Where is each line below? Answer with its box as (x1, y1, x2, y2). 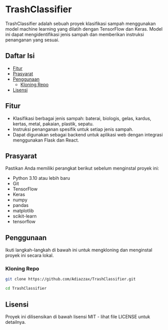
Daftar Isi (5, 52, 35, 60)
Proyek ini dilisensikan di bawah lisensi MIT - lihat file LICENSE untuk (5, 314, 151, 320)
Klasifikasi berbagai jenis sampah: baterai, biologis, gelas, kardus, (12, 115, 152, 121)
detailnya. (5, 319, 26, 325)
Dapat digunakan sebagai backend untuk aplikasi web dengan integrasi (12, 131, 163, 137)
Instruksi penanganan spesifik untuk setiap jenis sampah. (12, 126, 134, 132)
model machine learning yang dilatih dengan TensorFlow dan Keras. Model (5, 26, 163, 32)
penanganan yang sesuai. (5, 37, 60, 43)
